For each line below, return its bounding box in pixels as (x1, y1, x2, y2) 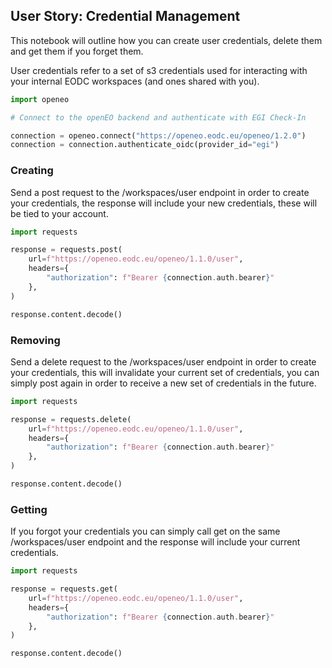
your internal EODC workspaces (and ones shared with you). (10, 75, 260, 87)
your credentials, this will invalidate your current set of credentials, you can (10, 366, 320, 378)
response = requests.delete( (10, 414, 132, 424)
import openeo (10, 94, 70, 104)
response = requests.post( (10, 245, 123, 255)
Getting (10, 502, 48, 516)
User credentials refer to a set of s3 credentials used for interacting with (10, 64, 308, 76)
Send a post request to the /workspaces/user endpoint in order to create (10, 186, 310, 198)
